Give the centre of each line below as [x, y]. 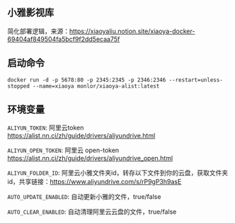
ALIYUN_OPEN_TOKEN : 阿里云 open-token [63, 150]
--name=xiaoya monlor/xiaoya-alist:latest [96, 86]
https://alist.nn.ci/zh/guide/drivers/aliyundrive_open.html [90, 159]
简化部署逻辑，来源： [38, 31]
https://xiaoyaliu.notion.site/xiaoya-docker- [132, 31]
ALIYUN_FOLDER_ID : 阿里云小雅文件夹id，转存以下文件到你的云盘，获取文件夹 [118, 173]
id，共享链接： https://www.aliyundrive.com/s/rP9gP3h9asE [94, 182]
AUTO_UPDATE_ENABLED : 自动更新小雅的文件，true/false [84, 197]
